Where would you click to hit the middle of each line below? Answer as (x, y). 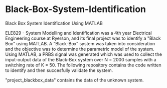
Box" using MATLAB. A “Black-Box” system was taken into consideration (80, 43)
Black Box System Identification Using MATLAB (54, 23)
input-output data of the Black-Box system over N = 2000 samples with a (81, 59)
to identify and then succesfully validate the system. (59, 70)
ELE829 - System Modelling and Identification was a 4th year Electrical (78, 33)
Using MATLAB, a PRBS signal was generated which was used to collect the (83, 54)
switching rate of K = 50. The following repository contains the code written (83, 65)
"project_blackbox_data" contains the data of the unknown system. (74, 80)
